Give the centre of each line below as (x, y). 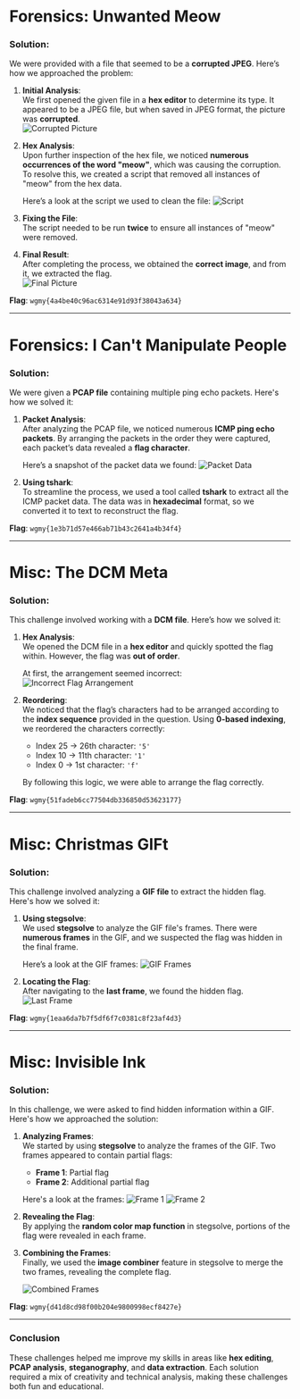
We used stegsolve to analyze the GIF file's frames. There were (139, 927)
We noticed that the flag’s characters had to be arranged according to (150, 710)
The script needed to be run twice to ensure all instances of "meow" (148, 228)
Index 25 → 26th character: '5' (93, 746)
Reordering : (45, 700)
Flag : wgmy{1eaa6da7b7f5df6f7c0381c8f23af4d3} (96, 1018)
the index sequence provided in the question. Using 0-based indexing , (154, 719)
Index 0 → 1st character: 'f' (87, 765)
